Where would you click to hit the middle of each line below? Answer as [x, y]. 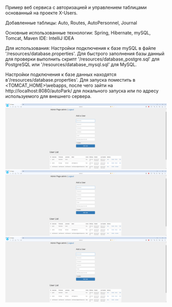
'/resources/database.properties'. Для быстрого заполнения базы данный [85, 54]
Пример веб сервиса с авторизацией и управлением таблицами [76, 7]
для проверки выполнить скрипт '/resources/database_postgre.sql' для [82, 59]
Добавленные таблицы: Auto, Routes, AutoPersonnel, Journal [71, 23]
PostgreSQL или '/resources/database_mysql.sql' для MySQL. [71, 64]
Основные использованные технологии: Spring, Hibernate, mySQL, [78, 33]
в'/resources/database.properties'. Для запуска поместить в [70, 80]
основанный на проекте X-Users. [41, 13]
